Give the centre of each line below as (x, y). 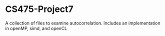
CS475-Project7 (39, 9)
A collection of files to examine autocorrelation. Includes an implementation (83, 23)
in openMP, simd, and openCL (36, 28)
